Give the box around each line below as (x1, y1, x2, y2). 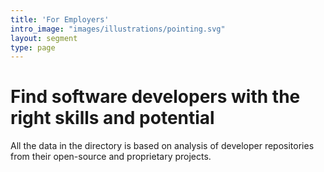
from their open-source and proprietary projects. (10, 151, 212, 163)
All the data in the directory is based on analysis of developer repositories (10, 140, 315, 152)
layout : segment (10, 33, 78, 43)
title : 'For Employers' (10, 14, 110, 25)
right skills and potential (10, 107, 215, 130)
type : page (10, 42, 56, 53)
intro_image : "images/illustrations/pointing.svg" (10, 24, 226, 34)
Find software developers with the (10, 86, 301, 108)
